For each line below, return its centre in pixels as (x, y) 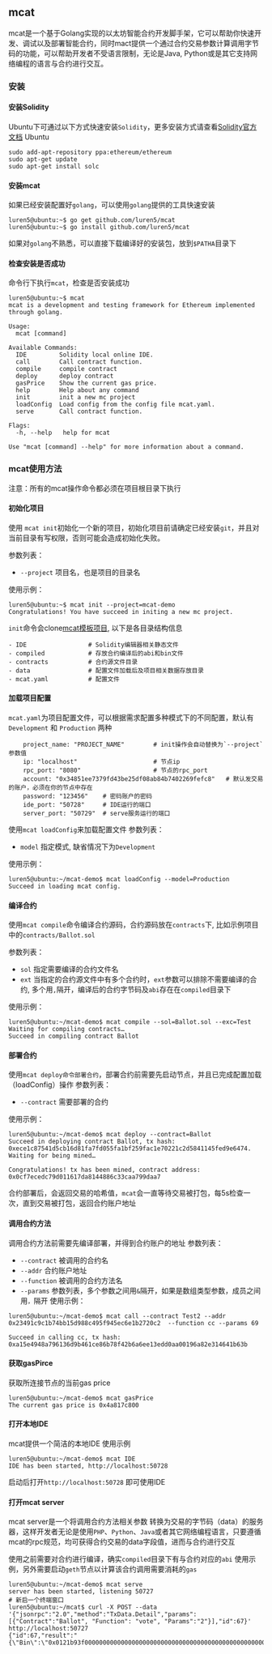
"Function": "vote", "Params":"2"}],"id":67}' (172, 1622)
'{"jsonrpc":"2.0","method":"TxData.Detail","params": (103, 1614)
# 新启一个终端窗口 (36, 1601)
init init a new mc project (76, 398)
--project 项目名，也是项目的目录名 (80, 572)
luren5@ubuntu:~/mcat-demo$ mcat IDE (72, 1459)
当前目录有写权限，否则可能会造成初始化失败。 (86, 538)
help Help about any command (77, 390)
